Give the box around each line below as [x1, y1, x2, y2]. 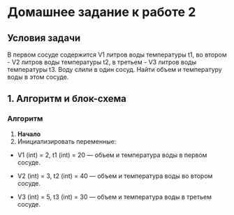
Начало [17, 130, 41, 138]
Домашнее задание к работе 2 [7, 4, 196, 20]
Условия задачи [7, 32, 81, 44]
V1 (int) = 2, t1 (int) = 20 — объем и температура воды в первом [17, 151, 207, 159]
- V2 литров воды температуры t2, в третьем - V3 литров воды [7, 58, 197, 66]
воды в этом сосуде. [7, 73, 69, 81]
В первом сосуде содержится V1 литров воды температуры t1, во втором [7, 50, 227, 59]
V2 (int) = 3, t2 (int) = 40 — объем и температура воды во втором [17, 172, 213, 180]
